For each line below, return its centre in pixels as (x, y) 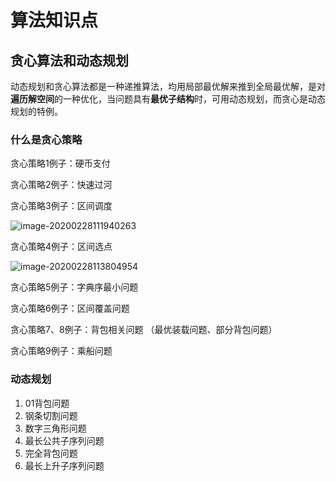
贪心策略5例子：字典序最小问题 (74, 287)
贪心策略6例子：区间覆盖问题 (70, 308)
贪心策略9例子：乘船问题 (61, 351)
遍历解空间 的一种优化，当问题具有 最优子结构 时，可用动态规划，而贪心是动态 (168, 99)
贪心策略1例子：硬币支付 (60, 163)
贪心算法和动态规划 (69, 60)
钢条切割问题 (51, 415)
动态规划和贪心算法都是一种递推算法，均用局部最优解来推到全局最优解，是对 (168, 86)
